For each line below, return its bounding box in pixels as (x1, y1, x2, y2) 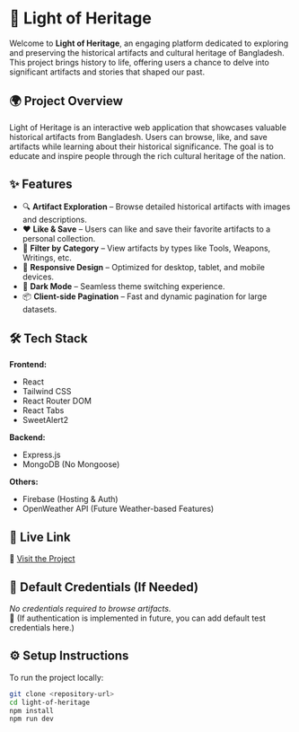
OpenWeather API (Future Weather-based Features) (22, 503, 215, 515)
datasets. (22, 304, 57, 314)
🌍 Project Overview (9, 93, 124, 109)
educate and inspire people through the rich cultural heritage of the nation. (9, 150, 286, 161)
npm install (9, 706, 54, 715)
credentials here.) (9, 622, 75, 632)
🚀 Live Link (9, 529, 71, 544)
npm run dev (9, 714, 54, 724)
